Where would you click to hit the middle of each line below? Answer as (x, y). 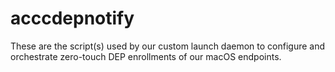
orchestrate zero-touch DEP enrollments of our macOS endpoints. (146, 56)
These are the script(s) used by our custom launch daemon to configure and (168, 46)
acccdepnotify (72, 18)
